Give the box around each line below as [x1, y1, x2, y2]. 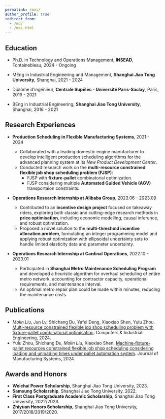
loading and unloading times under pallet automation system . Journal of [12, 350, 159, 356]
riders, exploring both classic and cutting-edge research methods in [19, 209, 158, 215]
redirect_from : [5, 16, 36, 21]
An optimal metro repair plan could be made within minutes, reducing [19, 286, 160, 292]
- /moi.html [9, 26, 34, 31]
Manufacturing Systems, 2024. [12, 355, 75, 361]
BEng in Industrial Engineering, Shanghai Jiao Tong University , [12, 101, 141, 107]
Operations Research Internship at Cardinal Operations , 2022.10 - [12, 250, 149, 256]
